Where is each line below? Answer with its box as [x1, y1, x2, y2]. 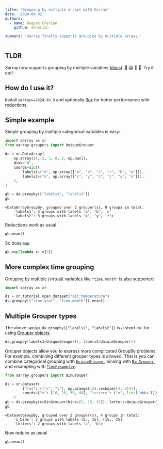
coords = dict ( [14, 165, 40, 170]
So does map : [5, 240, 31, 246]
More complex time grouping [5, 263, 95, 272]
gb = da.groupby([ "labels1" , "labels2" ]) [5, 192, 90, 197]
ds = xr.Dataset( [5, 382, 40, 386]
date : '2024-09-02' [5, 12, 45, 16]
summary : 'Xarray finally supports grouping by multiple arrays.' [5, 34, 142, 39]
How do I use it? [5, 84, 54, 92]
